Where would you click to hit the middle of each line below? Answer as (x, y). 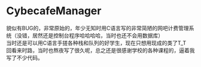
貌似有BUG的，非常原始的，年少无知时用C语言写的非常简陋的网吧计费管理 (98, 28)
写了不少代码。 (25, 58)
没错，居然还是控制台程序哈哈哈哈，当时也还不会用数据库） (90, 35)
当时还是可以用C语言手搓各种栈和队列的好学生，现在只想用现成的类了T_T (96, 43)
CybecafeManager (54, 11)
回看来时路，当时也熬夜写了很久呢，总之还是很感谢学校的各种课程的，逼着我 (100, 50)
